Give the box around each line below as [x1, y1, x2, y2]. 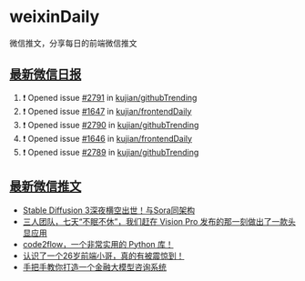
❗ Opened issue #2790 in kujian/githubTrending [22, 119, 199, 130]
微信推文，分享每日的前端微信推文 [9, 37, 137, 48]
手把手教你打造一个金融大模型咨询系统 [22, 261, 167, 272]
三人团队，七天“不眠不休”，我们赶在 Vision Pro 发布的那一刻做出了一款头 [22, 216, 296, 226]
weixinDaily [9, 6, 100, 27]
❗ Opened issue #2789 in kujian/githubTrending [22, 146, 199, 157]
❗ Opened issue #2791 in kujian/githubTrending [22, 92, 198, 103]
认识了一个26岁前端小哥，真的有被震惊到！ [22, 250, 185, 261]
